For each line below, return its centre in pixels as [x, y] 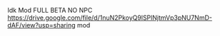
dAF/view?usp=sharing [42, 25]
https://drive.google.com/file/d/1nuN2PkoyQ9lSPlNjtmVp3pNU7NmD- [110, 18]
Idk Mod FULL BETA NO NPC [50, 10]
